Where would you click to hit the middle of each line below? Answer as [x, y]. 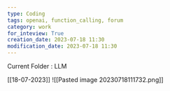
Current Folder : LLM [37, 66]
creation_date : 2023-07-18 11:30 [56, 40]
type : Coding [26, 14]
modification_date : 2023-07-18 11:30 [62, 46]
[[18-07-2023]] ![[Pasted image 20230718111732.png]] [85, 80]
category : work [29, 27]
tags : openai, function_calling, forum [65, 20]
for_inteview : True [36, 33]
